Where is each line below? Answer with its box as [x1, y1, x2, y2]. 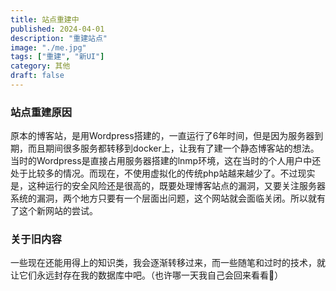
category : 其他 [10, 61, 71, 71]
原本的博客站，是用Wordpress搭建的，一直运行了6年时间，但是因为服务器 [10, 130, 315, 142]
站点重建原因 [10, 105, 73, 119]
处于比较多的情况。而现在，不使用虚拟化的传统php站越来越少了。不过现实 [10, 167, 316, 180]
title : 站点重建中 [10, 14, 80, 25]
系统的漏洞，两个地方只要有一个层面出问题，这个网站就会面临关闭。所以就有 [10, 192, 326, 205]
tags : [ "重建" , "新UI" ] [10, 52, 105, 62]
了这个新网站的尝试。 [10, 205, 98, 217]
